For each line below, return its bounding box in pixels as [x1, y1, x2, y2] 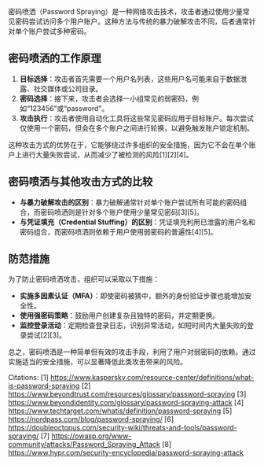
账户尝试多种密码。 [28, 27, 91, 35]
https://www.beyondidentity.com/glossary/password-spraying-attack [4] [8, 398, 244, 408]
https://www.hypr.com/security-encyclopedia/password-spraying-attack [8, 448, 244, 458]
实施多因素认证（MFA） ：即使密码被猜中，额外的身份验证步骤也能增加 [19, 291, 245, 301]
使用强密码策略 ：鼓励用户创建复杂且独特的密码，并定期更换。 [19, 311, 220, 320]
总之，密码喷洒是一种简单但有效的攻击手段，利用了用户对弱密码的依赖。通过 [8, 347, 256, 356]
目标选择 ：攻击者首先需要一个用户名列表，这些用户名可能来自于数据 [19, 74, 240, 83]
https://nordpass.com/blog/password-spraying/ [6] [8, 415, 174, 424]
